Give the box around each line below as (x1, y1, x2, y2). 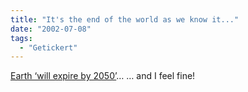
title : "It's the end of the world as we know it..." (10, 14, 240, 25)
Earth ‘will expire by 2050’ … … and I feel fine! (10, 70, 196, 82)
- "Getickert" (19, 42, 78, 53)
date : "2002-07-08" (10, 24, 92, 34)
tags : (10, 33, 33, 43)
